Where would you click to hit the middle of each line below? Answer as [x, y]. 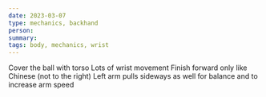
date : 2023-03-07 [37, 16]
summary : [23, 38]
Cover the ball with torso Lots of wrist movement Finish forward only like [128, 68]
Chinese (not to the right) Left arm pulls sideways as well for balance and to [133, 76]
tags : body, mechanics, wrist [59, 45]
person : [21, 30]
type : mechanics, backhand [53, 23]
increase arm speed [41, 85]
